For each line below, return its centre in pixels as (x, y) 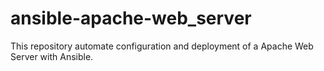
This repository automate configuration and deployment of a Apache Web (162, 46)
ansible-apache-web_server (131, 18)
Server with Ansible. (52, 56)
